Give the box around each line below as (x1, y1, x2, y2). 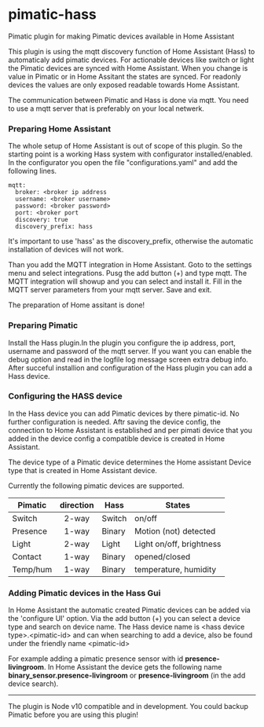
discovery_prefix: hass (15, 222, 93, 231)
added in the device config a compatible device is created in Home (8, 434, 225, 443)
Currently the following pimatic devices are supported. (8, 481, 185, 490)
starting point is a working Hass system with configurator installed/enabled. (8, 149, 253, 159)
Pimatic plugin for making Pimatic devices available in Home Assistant (8, 31, 235, 41)
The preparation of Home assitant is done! (8, 300, 145, 310)
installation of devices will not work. (8, 245, 124, 255)
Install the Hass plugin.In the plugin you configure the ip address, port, (8, 338, 236, 347)
